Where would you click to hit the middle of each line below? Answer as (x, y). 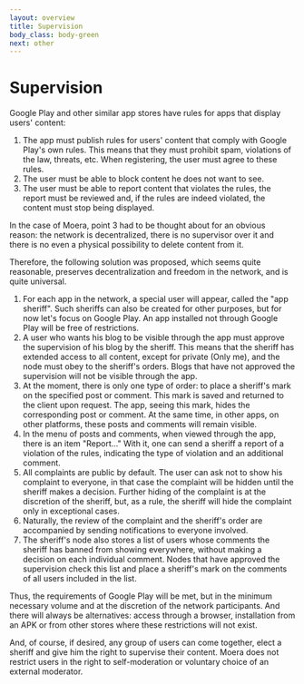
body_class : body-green (54, 34)
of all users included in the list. (80, 579)
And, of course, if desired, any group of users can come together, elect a (146, 643)
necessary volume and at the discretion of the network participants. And (145, 606)
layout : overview (42, 18)
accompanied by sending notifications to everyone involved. (135, 531)
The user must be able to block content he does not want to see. (143, 179)
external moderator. (46, 671)
